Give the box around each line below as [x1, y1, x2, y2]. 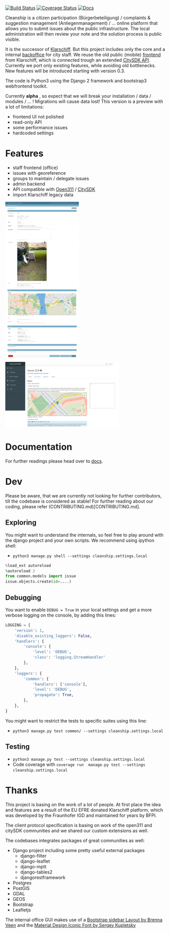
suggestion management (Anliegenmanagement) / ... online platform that [5, 20, 158, 26]
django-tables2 [20, 869, 52, 875]
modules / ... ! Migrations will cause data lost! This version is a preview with [5, 98, 163, 104]
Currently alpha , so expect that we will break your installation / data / [5, 93, 151, 99]
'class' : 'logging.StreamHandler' [32, 655, 106, 660]
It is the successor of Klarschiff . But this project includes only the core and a [5, 46, 165, 52]
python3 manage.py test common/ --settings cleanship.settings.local [12, 728, 164, 733]
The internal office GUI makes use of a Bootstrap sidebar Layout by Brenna [5, 917, 163, 923]
